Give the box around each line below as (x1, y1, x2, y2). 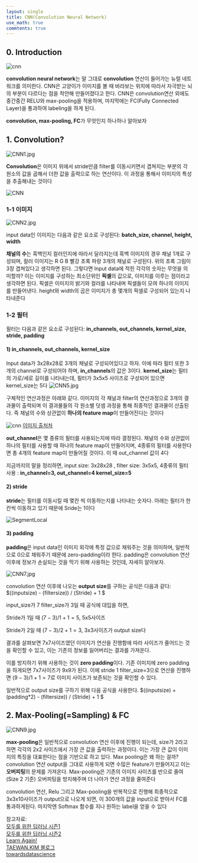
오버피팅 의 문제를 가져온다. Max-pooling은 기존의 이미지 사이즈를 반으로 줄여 (6, 768, 184, 775)
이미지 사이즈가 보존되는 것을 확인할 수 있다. (56, 674, 158, 681)
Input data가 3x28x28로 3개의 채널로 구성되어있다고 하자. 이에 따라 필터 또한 (6, 360, 184, 367)
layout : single (6, 8, 44, 15)
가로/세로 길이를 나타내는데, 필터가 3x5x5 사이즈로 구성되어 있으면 (12, 374, 165, 381)
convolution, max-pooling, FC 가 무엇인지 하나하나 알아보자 (6, 117, 147, 124)
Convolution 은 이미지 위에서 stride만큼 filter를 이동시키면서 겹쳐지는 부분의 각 (6, 162, 188, 169)
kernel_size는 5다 (6, 381, 48, 389)
